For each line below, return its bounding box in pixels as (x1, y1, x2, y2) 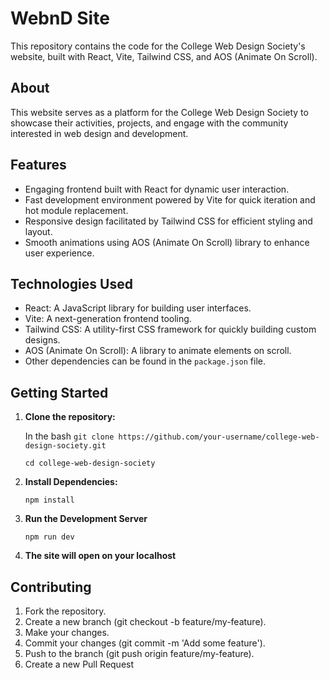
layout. (24, 225, 53, 237)
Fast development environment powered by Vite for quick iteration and (24, 193, 316, 206)
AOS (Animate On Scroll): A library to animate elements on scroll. (24, 345, 292, 357)
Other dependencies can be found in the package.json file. (24, 355, 267, 367)
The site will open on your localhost (24, 550, 177, 562)
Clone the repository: (24, 411, 116, 423)
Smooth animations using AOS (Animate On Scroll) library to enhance (24, 236, 310, 248)
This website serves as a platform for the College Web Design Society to (10, 106, 309, 118)
